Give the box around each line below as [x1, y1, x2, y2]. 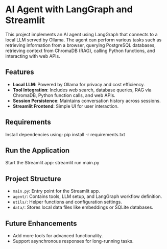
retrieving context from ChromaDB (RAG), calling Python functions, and [5, 47, 155, 54]
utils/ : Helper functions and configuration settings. [12, 199, 123, 205]
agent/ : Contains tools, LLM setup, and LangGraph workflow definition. [12, 193, 162, 200]
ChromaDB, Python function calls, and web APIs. [12, 92, 116, 98]
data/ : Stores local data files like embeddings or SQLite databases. [12, 204, 154, 210]
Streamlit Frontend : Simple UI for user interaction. [12, 103, 119, 109]
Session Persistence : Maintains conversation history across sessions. [12, 97, 161, 104]
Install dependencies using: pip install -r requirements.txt [5, 131, 125, 137]
